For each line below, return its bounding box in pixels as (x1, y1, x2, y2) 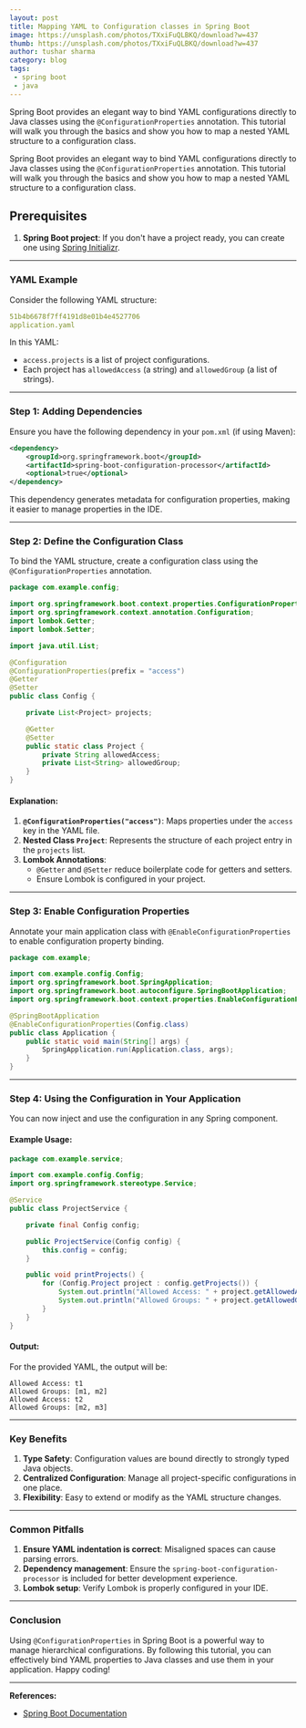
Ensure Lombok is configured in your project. (36, 874, 207, 885)
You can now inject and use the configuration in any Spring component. (9, 1113, 279, 1124)
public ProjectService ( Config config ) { (25, 1237, 181, 1246)
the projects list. (22, 844, 86, 855)
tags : (9, 65, 30, 74)
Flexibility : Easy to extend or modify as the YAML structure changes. (22, 1492, 282, 1503)
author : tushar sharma (9, 47, 96, 57)
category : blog (9, 56, 67, 65)
